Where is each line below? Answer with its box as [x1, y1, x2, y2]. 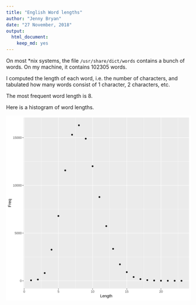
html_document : [11, 34, 49, 40]
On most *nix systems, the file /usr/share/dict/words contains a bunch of [6, 57, 185, 64]
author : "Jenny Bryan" [6, 15, 62, 22]
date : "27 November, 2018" [6, 22, 72, 28]
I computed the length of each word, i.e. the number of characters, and [6, 75, 178, 82]
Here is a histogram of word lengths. [6, 104, 94, 111]
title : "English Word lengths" [6, 9, 83, 15]
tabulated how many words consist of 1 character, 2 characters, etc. [6, 81, 170, 88]
